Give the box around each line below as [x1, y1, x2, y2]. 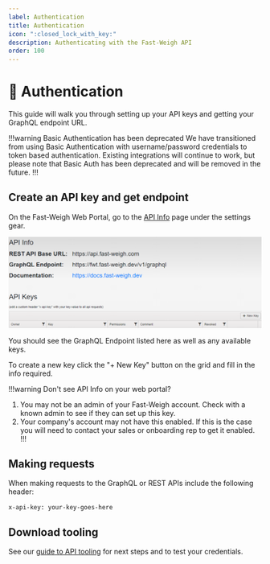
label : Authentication [8, 13, 84, 21]
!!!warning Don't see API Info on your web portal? [8, 384, 171, 393]
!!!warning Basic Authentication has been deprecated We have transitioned [8, 134, 256, 143]
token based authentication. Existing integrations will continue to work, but [8, 150, 256, 160]
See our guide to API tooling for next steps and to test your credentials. [8, 547, 243, 557]
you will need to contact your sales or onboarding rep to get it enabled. [19, 425, 256, 434]
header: [8, 487, 35, 496]
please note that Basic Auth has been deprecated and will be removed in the [8, 159, 261, 169]
